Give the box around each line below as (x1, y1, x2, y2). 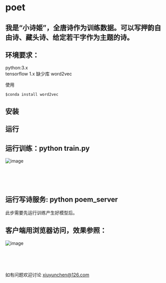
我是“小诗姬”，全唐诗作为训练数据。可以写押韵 (5, 23, 155, 32)
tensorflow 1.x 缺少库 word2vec (5, 71, 72, 77)
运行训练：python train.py (5, 144, 90, 153)
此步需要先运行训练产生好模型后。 (5, 210, 78, 216)
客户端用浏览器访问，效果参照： (5, 226, 107, 235)
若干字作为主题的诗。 (66, 33, 134, 42)
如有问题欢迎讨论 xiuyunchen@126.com (5, 272, 90, 278)
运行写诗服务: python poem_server (5, 195, 118, 204)
